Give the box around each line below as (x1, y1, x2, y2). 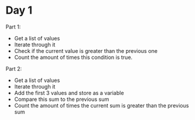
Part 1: (5, 23, 21, 30)
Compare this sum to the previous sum (14, 96, 109, 103)
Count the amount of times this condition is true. (14, 53, 133, 61)
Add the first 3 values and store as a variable (14, 89, 124, 96)
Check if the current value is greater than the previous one (14, 47, 158, 54)
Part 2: (5, 65, 22, 72)
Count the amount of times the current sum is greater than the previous (14, 102, 189, 109)
